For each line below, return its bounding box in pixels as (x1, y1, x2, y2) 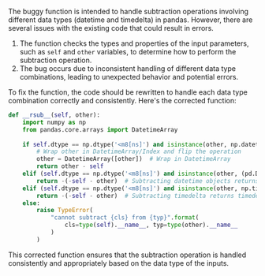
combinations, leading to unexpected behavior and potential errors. (19, 73, 239, 81)
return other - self (36, 162, 104, 170)
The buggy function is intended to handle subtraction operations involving (8, 7, 249, 16)
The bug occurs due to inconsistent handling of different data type (19, 64, 237, 73)
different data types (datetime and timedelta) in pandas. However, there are (8, 15, 253, 24)
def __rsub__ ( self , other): (8, 111, 101, 119)
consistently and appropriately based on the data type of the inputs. (8, 258, 230, 267)
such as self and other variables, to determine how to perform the (19, 47, 237, 56)
